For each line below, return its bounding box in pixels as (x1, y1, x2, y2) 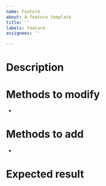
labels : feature (6, 25, 45, 31)
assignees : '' (6, 31, 41, 36)
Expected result (6, 168, 84, 181)
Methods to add (6, 127, 84, 141)
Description (6, 61, 64, 74)
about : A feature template (6, 14, 72, 20)
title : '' (6, 19, 30, 25)
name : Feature (6, 8, 41, 15)
